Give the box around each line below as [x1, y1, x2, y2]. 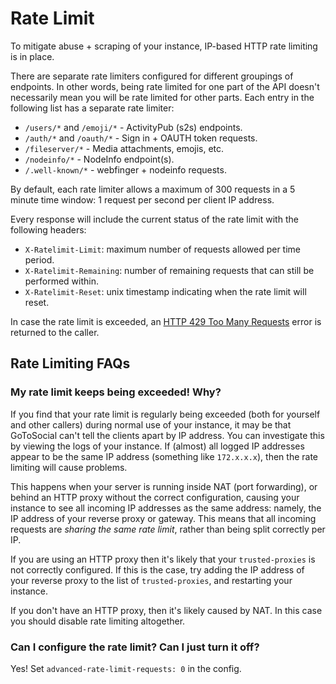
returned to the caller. [10, 326, 100, 338]
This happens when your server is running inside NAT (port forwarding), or [10, 480, 318, 492]
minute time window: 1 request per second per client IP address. [10, 193, 275, 206]
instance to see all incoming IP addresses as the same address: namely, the [10, 502, 322, 514]
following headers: [10, 223, 87, 236]
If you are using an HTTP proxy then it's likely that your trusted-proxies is [10, 553, 316, 565]
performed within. [24, 275, 100, 287]
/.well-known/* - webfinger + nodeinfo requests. [24, 163, 227, 176]
